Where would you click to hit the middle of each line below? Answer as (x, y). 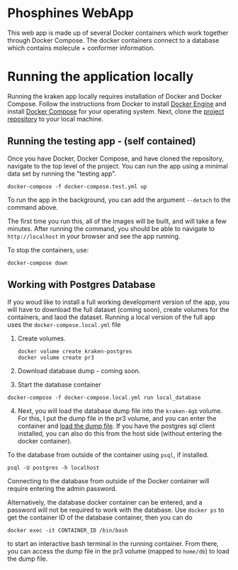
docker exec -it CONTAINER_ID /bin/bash (68, 530)
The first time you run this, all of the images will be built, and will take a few (117, 221)
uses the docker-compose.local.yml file (64, 324)
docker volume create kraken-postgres (75, 351)
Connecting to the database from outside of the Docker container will (108, 480)
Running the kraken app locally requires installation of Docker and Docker (115, 96)
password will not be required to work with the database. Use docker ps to (116, 510)
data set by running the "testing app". (62, 173)
